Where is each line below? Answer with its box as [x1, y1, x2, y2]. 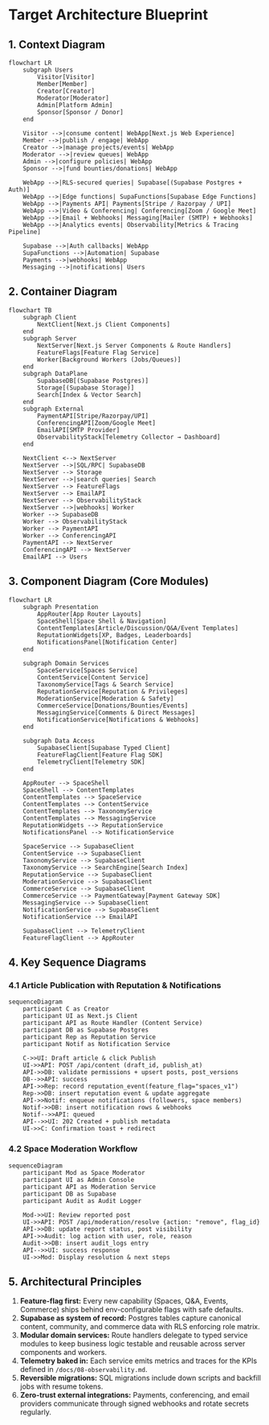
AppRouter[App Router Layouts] [37, 610, 142, 618]
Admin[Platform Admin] [37, 101, 113, 109]
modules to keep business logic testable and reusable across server [19, 1339, 246, 1349]
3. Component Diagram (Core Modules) [8, 575, 209, 588]
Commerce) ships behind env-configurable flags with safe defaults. [19, 1305, 244, 1315]
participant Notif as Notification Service [22, 1040, 171, 1048]
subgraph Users [22, 66, 74, 74]
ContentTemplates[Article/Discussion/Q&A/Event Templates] [37, 624, 239, 632]
